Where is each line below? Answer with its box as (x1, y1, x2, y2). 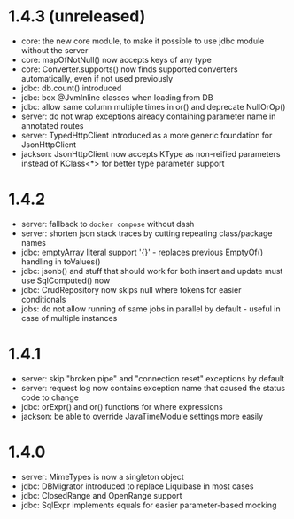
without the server (20, 44, 89, 55)
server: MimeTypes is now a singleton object (20, 471, 184, 482)
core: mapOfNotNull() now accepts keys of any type (20, 54, 212, 65)
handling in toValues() (20, 256, 101, 267)
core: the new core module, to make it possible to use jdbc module (20, 35, 265, 46)
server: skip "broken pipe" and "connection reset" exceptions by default (20, 373, 285, 383)
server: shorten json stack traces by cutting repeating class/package (20, 228, 273, 239)
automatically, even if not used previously (20, 73, 174, 83)
